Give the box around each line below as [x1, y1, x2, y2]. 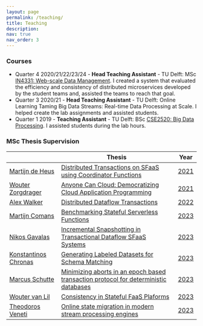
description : [6, 25, 39, 32]
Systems [61, 240, 86, 249]
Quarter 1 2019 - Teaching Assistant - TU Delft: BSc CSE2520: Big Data [14, 116, 195, 123]
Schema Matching [61, 258, 113, 266]
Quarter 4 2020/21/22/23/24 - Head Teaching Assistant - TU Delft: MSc [14, 71, 196, 78]
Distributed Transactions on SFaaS [61, 163, 159, 171]
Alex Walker [9, 198, 43, 206]
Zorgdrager [9, 188, 42, 197]
